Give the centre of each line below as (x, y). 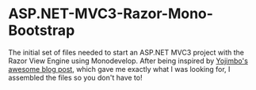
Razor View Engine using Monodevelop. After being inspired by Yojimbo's (128, 61)
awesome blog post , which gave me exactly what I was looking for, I (119, 69)
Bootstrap (42, 30)
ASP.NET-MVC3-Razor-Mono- (111, 14)
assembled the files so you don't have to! (75, 77)
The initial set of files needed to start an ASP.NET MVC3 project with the (126, 52)
